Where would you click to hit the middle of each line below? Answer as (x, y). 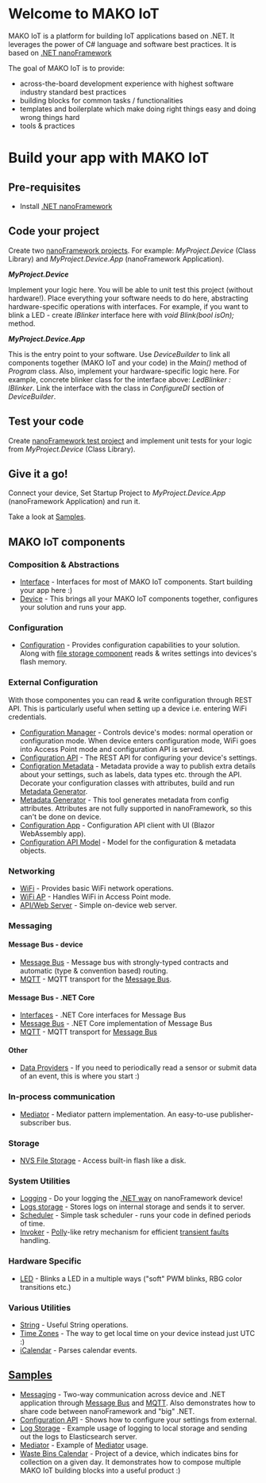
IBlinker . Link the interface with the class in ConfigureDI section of (116, 388)
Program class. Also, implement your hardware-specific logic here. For (124, 371)
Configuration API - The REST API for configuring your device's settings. (138, 757)
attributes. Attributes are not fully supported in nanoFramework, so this (136, 808)
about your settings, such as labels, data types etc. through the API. (131, 774)
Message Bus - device (46, 945)
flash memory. (43, 662)
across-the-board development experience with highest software (127, 83)
